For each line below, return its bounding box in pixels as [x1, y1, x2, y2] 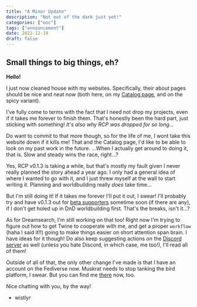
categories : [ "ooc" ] [6, 19, 57, 25]
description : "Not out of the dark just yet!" [6, 14, 122, 20]
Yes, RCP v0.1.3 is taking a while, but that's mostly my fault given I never [6, 162, 181, 169]
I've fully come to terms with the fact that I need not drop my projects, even [6, 108, 188, 115]
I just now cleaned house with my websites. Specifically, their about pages [6, 85, 186, 92]
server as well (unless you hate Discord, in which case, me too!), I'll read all [6, 241, 188, 248]
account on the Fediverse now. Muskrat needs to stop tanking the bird [6, 265, 175, 272]
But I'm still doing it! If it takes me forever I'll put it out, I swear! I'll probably [6, 192, 186, 200]
